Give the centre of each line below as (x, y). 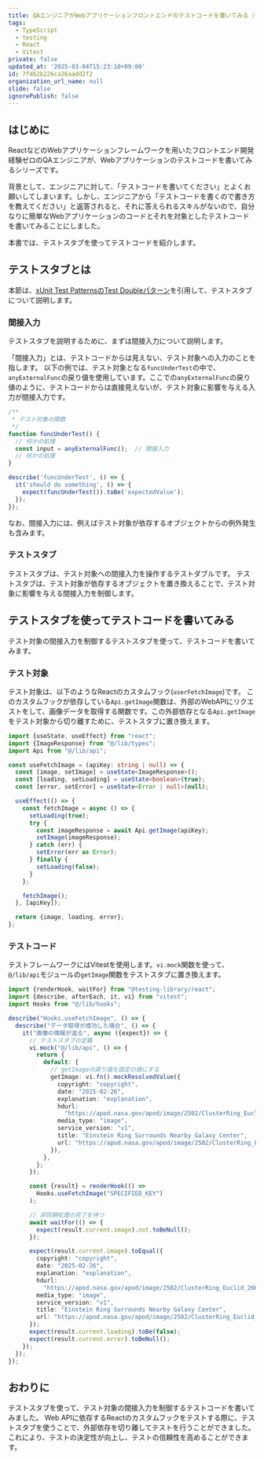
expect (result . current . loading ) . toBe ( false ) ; (104, 1332)
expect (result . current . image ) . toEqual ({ (96, 1251)
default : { (61, 1062)
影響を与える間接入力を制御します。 (80, 593)
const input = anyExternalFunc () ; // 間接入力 (92, 449)
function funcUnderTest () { (54, 434)
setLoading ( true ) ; (59, 815)
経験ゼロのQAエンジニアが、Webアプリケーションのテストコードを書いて (127, 160)
